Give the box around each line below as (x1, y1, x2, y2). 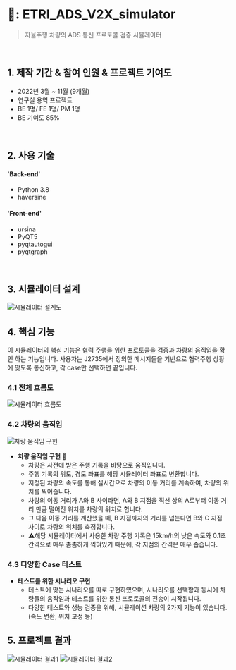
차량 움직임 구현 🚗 (17, 451, 67, 461)
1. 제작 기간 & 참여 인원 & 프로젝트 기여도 (7, 67, 173, 79)
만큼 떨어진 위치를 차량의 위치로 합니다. (35, 504, 143, 513)
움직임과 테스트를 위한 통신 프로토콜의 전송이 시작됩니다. (46, 595, 201, 603)
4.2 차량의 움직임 (7, 420, 63, 430)
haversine (17, 193, 46, 202)
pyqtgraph (17, 247, 48, 256)
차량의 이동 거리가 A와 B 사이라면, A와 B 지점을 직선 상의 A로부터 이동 (27, 496, 220, 504)
